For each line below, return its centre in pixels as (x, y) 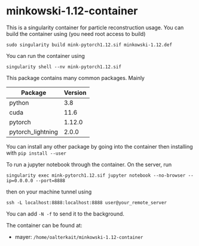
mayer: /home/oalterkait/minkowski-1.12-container (79, 236)
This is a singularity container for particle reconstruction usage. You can (95, 27)
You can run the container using (46, 56)
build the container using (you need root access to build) (76, 33)
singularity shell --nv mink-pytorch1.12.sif (64, 67)
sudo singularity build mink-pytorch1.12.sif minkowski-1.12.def (89, 45)
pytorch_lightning (34, 131)
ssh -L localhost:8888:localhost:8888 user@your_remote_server (87, 202)
